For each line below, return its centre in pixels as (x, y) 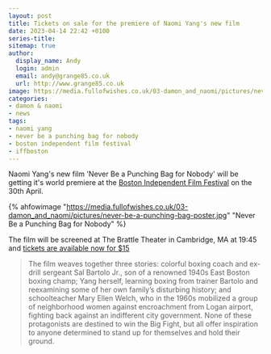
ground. (41, 341)
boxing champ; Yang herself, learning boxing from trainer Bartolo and (143, 281)
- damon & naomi (35, 106)
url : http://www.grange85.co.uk (70, 83)
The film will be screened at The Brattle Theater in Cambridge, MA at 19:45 (133, 240)
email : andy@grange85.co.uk (63, 76)
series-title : (32, 38)
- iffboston (28, 151)
